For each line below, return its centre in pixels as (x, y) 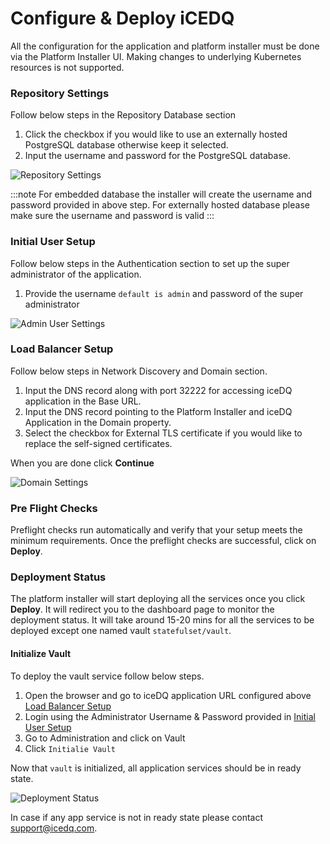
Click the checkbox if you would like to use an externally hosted (156, 134)
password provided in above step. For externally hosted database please (160, 205)
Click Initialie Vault (70, 748)
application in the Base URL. (83, 401)
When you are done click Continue (82, 463)
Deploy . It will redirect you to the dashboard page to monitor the (142, 609)
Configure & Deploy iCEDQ (122, 18)
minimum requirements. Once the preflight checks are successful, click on (163, 541)
